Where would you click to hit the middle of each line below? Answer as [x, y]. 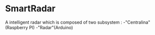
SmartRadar [30, 9]
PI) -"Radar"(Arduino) [51, 27]
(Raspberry [17, 27]
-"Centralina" [137, 22]
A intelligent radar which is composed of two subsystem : [64, 22]
